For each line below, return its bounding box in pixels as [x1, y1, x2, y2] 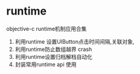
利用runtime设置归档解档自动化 [14, 53, 93, 60]
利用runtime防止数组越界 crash [14, 45, 92, 53]
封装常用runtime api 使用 [14, 61, 77, 68]
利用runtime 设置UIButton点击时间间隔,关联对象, [14, 38, 135, 45]
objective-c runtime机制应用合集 [6, 25, 87, 32]
